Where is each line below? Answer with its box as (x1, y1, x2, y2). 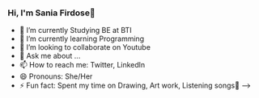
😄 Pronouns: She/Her (19, 71, 93, 81)
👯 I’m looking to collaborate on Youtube (19, 43, 151, 52)
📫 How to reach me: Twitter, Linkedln (19, 60, 146, 70)
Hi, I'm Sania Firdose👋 (7, 7, 96, 18)
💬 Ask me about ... (19, 51, 81, 61)
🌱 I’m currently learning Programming (19, 34, 145, 43)
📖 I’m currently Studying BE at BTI (19, 26, 132, 35)
